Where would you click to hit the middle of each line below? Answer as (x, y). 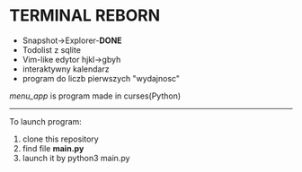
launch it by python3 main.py (76, 158)
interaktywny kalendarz (66, 69)
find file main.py (53, 148)
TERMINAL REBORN (84, 16)
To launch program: (46, 121)
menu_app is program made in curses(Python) (95, 96)
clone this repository (60, 139)
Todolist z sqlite (51, 49)
